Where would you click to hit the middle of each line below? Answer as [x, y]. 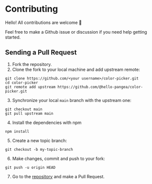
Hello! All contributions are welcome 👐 [43, 22]
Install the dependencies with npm [47, 123]
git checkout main [24, 109]
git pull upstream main [29, 113]
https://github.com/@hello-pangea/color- [100, 87]
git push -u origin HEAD [30, 167]
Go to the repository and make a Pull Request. [58, 176]
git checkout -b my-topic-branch [39, 149]
